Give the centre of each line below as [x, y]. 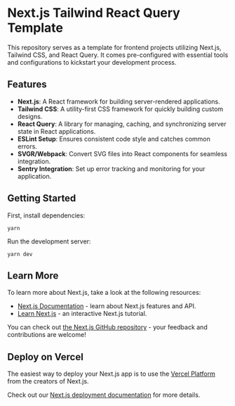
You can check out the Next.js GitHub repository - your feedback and [108, 327]
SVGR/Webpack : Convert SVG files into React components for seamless [122, 153]
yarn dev [20, 254]
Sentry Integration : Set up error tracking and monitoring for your [111, 169]
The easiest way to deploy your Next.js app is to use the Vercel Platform [112, 374]
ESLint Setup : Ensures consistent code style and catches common [114, 139]
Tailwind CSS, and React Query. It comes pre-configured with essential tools [118, 55]
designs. [30, 116]
